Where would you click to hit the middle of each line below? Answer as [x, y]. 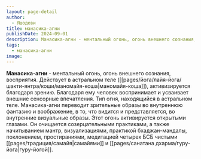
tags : [13, 45]
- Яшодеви [24, 23]
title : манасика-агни [33, 28]
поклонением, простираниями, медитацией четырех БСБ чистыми [92, 137]
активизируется [170, 86]
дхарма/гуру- [173, 143]
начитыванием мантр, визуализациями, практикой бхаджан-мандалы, [97, 130]
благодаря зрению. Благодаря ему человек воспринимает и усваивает [98, 92]
